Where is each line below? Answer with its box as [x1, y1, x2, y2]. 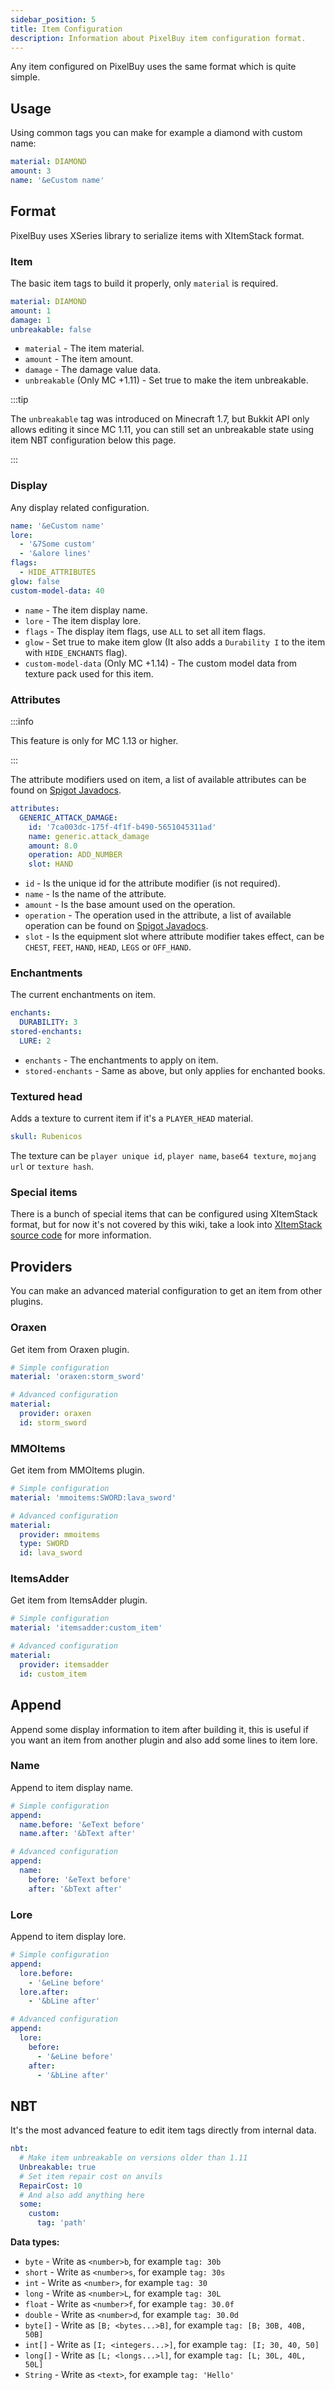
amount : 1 [10, 306, 52, 316]
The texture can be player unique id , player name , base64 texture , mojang [10, 1150, 317, 1162]
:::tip [10, 394, 29, 406]
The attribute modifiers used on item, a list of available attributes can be [10, 774, 307, 786]
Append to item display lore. [10, 1931, 127, 1943]
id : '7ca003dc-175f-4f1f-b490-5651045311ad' [28, 822, 217, 832]
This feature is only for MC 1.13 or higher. [10, 735, 179, 747]
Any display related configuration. [10, 501, 150, 513]
